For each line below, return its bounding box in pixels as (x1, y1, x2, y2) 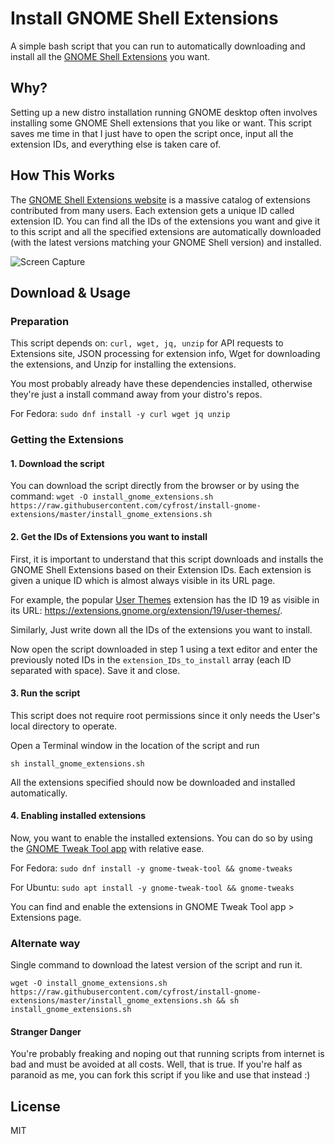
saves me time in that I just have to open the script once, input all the (10, 127, 294, 139)
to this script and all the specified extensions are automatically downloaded (10, 225, 322, 237)
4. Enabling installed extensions (10, 810, 147, 822)
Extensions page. (10, 911, 82, 923)
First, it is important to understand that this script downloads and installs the (10, 553, 324, 565)
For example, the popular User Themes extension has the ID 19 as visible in (10, 593, 320, 606)
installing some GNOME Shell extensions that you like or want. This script (10, 117, 312, 129)
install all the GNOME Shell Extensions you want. (10, 50, 211, 62)
